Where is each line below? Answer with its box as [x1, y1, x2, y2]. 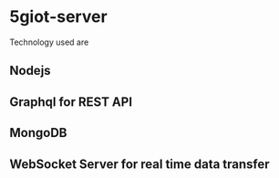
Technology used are [9, 37, 89, 47]
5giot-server [9, 6, 108, 27]
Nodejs [9, 63, 52, 79]
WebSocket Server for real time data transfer [9, 156, 271, 172]
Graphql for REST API [9, 94, 133, 110]
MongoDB [9, 125, 67, 141]
